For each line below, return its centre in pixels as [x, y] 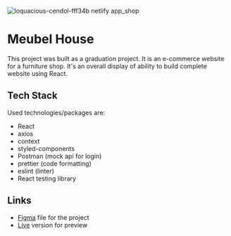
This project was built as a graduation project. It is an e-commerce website [116, 58]
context [29, 141]
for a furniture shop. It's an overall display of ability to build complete [107, 66]
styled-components [46, 148]
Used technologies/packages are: [56, 112]
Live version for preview [52, 225]
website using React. [38, 73]
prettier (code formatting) [54, 163]
